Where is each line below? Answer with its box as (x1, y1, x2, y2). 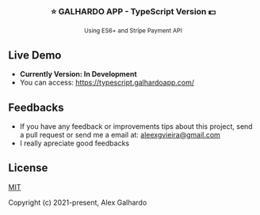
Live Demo (8, 48, 62, 62)
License (8, 161, 48, 175)
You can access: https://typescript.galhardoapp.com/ (19, 77, 195, 88)
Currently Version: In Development (19, 70, 137, 79)
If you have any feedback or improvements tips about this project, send (19, 121, 253, 131)
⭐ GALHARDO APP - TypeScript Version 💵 (50, 6, 216, 17)
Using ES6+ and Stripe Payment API (84, 27, 182, 35)
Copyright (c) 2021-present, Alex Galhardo (8, 198, 147, 207)
